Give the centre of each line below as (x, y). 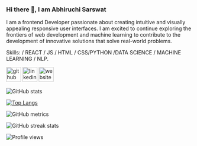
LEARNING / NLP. (28, 59)
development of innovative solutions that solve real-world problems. (89, 41)
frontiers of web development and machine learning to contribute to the (93, 35)
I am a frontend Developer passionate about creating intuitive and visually (96, 22)
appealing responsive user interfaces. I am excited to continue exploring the (99, 28)
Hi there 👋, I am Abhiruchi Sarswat (56, 9)
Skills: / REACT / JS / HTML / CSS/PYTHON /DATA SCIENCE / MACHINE (94, 53)
